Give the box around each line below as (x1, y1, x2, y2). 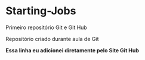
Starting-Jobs (5, 4, 76, 18)
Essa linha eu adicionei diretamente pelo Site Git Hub (5, 46, 140, 54)
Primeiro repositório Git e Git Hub (5, 24, 87, 31)
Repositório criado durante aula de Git (5, 35, 99, 42)
